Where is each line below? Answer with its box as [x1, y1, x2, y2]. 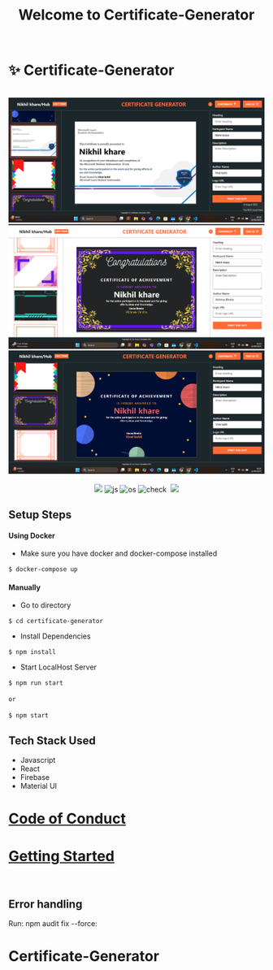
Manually [8, 582, 41, 592]
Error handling [8, 897, 83, 911]
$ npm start [8, 712, 49, 720]
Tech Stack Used [8, 734, 96, 747]
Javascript [19, 756, 56, 765]
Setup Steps [8, 508, 71, 522]
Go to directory [19, 600, 71, 610]
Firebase [19, 773, 50, 782]
